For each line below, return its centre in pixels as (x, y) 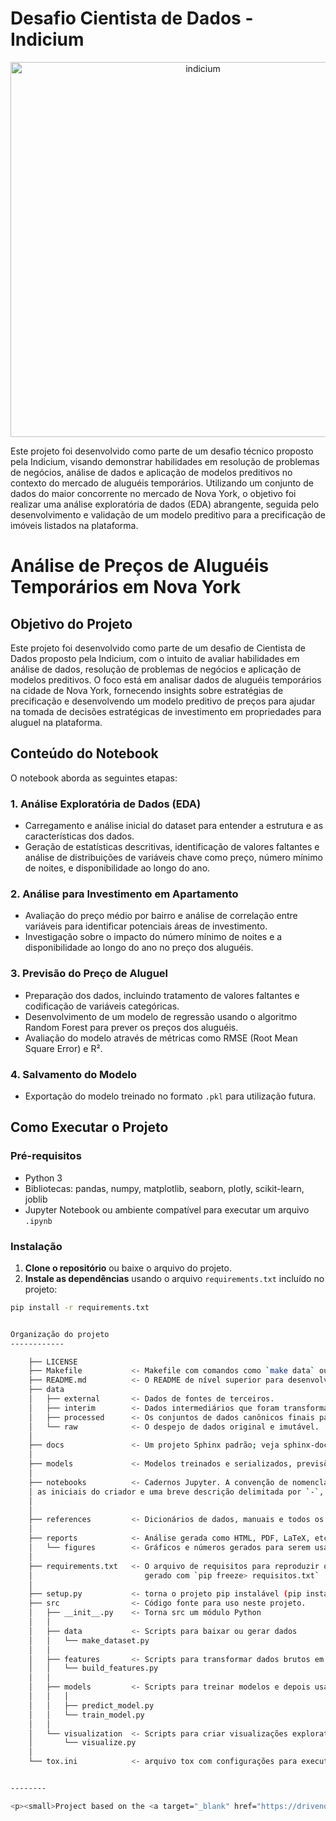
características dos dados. (79, 836)
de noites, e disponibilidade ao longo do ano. (117, 868)
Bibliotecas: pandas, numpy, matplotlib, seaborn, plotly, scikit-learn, (164, 1188)
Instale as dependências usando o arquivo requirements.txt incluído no (174, 1278)
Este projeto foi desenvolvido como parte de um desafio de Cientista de (158, 648)
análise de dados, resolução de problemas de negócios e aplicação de (156, 669)
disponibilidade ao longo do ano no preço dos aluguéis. (139, 948)
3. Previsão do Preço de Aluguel (89, 974)
